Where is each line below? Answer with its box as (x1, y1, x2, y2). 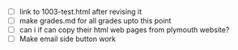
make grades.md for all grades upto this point (19, 16, 172, 26)
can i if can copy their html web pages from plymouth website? (19, 25, 230, 35)
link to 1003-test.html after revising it (19, 7, 142, 16)
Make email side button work (19, 34, 117, 44)
